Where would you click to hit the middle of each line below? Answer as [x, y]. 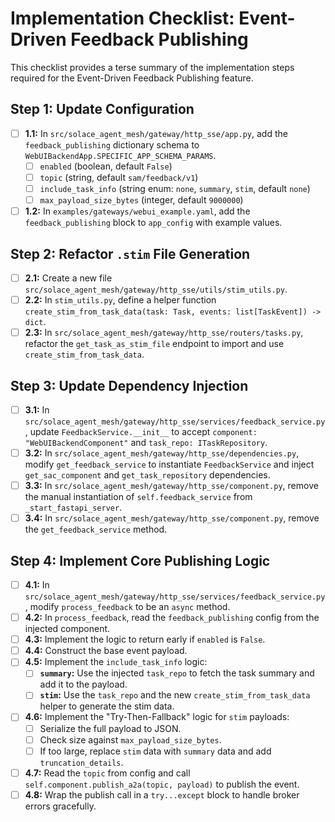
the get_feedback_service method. [96, 529]
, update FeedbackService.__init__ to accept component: [141, 431]
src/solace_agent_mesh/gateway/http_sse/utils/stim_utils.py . [156, 289]
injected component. [67, 629]
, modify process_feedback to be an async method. [127, 607]
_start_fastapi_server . [73, 508]
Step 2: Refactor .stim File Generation [130, 253]
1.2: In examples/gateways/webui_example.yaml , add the [137, 211]
